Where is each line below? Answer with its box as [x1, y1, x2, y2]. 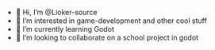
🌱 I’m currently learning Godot [15, 25, 115, 33]
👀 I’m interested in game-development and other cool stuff [15, 16, 208, 25]
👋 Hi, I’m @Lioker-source [15, 8, 98, 17]
